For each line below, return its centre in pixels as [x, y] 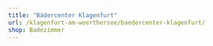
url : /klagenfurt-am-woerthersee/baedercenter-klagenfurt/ [107, 23]
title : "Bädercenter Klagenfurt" [63, 15]
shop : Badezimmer [37, 30]
